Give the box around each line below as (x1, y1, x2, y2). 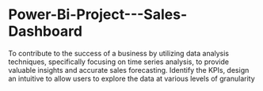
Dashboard (8, 22, 83, 40)
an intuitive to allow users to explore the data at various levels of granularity (8, 74, 255, 83)
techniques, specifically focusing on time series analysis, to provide (8, 57, 230, 66)
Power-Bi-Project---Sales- (8, 6, 188, 24)
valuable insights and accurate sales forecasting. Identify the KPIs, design (8, 65, 250, 74)
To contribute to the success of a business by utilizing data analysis (8, 48, 230, 58)
